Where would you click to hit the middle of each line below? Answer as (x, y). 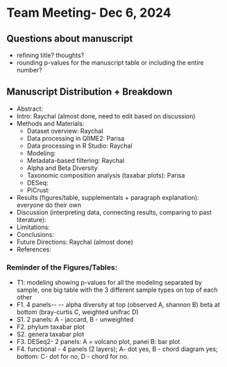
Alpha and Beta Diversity (62, 168)
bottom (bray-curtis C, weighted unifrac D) (78, 312)
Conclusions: (35, 234)
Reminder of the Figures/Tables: (62, 267)
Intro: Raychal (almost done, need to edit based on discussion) (106, 116)
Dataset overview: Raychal (65, 131)
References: (34, 249)
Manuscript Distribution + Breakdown (90, 92)
